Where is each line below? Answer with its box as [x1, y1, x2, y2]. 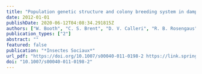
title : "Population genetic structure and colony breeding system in [6, 8, 185, 15]
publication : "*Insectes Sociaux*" [6, 48, 96, 54]
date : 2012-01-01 [6, 14, 50, 20]
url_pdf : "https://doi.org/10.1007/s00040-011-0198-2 [6, 53, 144, 59]
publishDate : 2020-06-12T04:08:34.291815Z [6, 20, 114, 26]
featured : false [6, 42, 47, 48]
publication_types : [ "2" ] [6, 31, 71, 37]
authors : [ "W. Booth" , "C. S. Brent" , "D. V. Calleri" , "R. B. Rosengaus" [6, 25, 198, 32]
